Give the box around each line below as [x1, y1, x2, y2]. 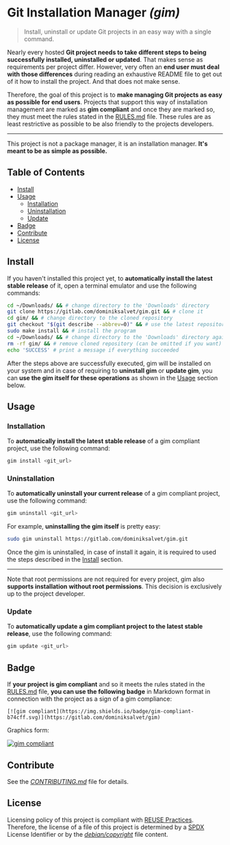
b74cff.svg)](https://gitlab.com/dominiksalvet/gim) [7, 714, 161, 721]
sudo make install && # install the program [7, 327, 136, 334]
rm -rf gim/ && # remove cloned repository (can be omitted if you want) [7, 340, 222, 347]
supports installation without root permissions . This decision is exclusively [7, 582, 222, 591]
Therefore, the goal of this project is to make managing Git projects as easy [7, 91, 222, 99]
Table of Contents [7, 167, 86, 178]
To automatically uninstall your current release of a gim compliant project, [7, 489, 220, 498]
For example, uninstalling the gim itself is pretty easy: [7, 522, 161, 531]
